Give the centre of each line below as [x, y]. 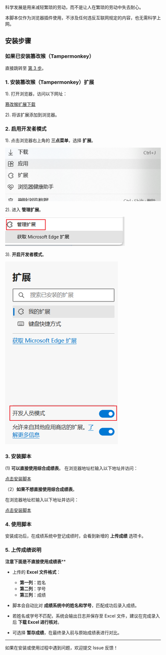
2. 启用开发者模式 [26, 129]
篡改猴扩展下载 [20, 104]
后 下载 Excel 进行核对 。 [37, 622]
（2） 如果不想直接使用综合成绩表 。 [41, 489]
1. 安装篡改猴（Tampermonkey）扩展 [50, 82]
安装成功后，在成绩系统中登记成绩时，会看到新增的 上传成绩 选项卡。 [76, 536]
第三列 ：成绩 [33, 595]
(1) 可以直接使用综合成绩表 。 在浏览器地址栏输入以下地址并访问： [72, 468]
